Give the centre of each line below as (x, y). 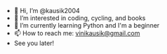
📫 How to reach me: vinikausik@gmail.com (77, 33)
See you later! (34, 43)
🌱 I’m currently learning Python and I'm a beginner (87, 25)
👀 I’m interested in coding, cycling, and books (80, 18)
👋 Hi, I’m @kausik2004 (47, 11)
